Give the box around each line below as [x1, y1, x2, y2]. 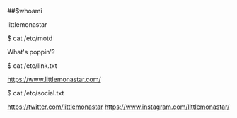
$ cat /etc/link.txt [7, 61, 57, 70]
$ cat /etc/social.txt [7, 89, 64, 97]
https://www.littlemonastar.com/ [7, 75, 101, 83]
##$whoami [7, 7, 42, 15]
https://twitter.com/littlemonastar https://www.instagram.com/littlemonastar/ [7, 102, 230, 111]
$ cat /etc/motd [7, 34, 53, 42]
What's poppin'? [7, 48, 55, 56]
